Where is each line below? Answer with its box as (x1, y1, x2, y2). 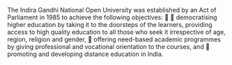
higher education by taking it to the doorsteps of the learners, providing (7, 21, 212, 28)
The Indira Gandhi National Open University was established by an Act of (7, 6, 217, 14)
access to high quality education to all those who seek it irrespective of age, (7, 28, 226, 36)
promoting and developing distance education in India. (7, 50, 164, 58)
